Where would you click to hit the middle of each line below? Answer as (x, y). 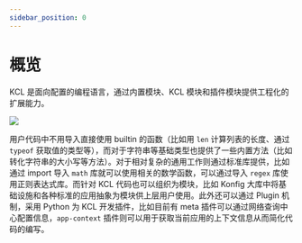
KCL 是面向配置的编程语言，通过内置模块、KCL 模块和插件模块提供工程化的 (150, 92)
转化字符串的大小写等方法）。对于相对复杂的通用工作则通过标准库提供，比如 (150, 161)
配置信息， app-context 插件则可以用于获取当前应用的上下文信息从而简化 (151, 218)
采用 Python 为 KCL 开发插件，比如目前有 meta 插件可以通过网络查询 (153, 206)
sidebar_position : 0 (48, 18)
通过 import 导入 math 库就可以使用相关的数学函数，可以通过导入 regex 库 (145, 173)
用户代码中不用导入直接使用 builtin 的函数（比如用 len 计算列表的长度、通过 (150, 139)
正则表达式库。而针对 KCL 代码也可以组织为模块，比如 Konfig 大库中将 (148, 184)
